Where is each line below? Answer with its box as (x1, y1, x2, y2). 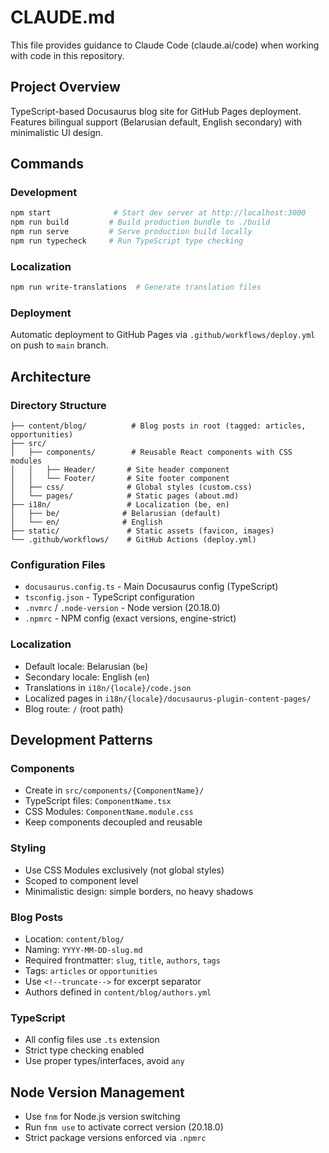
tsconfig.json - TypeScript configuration (24, 591, 195, 603)
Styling (10, 841, 47, 855)
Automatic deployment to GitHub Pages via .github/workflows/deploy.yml (10, 329, 316, 341)
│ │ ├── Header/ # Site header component (10, 465, 230, 475)
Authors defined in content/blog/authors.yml (24, 986, 212, 998)
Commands (10, 156, 85, 173)
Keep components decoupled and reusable (24, 816, 203, 828)
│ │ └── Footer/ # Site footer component (10, 474, 230, 484)
